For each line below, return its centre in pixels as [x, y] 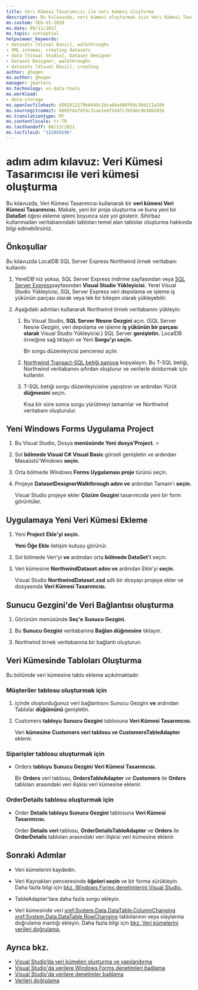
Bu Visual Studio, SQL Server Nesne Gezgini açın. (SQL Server [100, 320]
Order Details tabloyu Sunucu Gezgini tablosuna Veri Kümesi [90, 813]
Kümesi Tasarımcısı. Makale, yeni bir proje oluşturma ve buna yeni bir [91, 209]
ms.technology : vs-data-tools [43, 89]
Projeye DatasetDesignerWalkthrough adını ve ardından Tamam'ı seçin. [103, 484]
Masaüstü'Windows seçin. [47, 461]
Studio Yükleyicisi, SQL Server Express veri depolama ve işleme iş [95, 291]
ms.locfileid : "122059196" [39, 133]
